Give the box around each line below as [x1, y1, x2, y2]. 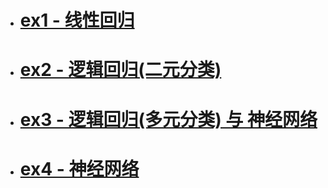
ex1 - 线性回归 [19, 9, 135, 32]
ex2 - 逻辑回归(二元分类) [19, 59, 222, 81]
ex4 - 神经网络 [19, 157, 140, 180]
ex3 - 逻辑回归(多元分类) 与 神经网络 [19, 108, 318, 131]
